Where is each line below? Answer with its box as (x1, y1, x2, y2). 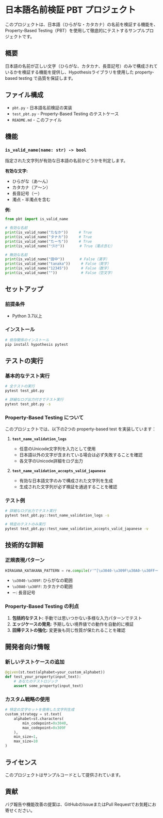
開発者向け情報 (5, 643, 50, 651)
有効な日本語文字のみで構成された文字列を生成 (19, 478, 113, 484)
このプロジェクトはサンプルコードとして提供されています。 (5, 772, 124, 778)
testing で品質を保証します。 (18, 75, 76, 81)
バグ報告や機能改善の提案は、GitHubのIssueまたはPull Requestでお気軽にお (5, 801, 157, 807)
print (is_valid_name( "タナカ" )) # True (5, 234, 92, 239)
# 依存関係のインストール (5, 338, 49, 342)
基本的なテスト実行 (5, 373, 50, 379)
